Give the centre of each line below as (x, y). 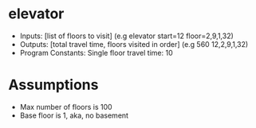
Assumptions (53, 85)
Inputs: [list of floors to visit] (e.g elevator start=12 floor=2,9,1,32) (126, 36)
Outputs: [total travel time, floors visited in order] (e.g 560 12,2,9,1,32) (134, 44)
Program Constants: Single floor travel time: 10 (96, 52)
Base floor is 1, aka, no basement (74, 115)
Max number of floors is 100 (66, 107)
